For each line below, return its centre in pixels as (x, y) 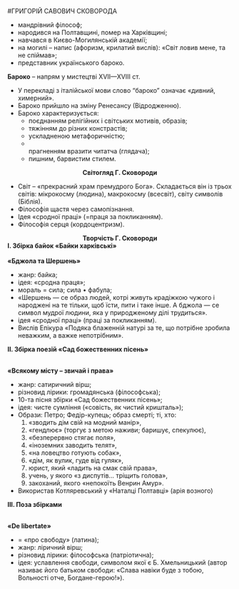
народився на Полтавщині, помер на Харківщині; (92, 32)
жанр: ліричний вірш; (50, 547)
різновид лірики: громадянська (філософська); (89, 392)
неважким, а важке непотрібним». (70, 335)
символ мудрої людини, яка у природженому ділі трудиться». (112, 313)
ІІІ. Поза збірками (35, 504)
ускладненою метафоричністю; (76, 136)
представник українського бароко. (71, 63)
